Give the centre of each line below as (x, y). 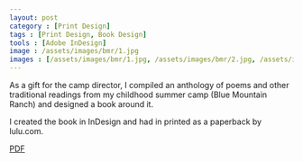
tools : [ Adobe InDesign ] (58, 43)
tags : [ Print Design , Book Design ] (78, 34)
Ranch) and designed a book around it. (82, 104)
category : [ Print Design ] (60, 26)
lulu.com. (27, 131)
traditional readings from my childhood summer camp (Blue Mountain (138, 94)
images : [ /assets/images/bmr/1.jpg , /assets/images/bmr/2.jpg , (133, 59)
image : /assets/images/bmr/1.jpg (74, 51)
